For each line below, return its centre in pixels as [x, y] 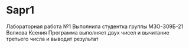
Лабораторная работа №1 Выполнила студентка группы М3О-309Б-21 [95, 26]
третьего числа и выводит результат [52, 39]
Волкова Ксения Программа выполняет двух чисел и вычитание [88, 32]
